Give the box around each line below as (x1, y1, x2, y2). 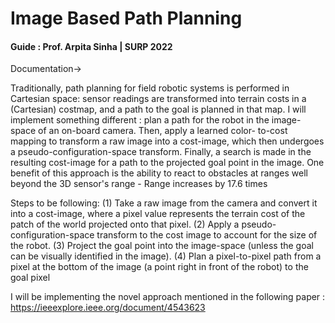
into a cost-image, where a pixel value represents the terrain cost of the (10, 208, 306, 220)
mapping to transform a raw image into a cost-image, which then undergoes (10, 135, 325, 147)
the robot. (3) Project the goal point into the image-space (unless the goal (10, 240, 314, 252)
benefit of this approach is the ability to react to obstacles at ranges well (10, 167, 308, 179)
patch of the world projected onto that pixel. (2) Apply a (10, 218, 240, 231)
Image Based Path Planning (10, 7, 243, 30)
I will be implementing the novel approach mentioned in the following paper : (10, 291, 326, 303)
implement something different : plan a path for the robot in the (10, 114, 270, 126)
